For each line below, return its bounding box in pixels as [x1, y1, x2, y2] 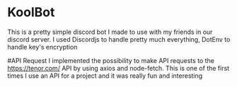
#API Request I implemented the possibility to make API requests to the [7, 56, 214, 64]
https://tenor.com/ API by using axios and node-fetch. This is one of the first [7, 64, 230, 72]
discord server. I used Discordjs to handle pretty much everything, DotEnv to [7, 35, 231, 43]
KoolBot [7, 4, 55, 21]
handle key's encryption [7, 42, 78, 51]
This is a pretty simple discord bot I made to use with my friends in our [7, 28, 213, 36]
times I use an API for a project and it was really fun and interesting [7, 71, 203, 80]
